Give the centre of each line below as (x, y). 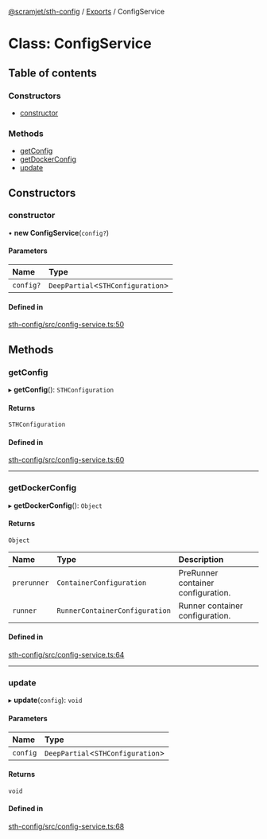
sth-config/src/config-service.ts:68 (66, 826)
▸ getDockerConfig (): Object (56, 505)
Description (201, 559)
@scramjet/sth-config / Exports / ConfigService (87, 12)
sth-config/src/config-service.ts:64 (66, 655)
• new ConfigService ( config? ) (59, 232)
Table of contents (52, 73)
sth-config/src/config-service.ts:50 (66, 325)
